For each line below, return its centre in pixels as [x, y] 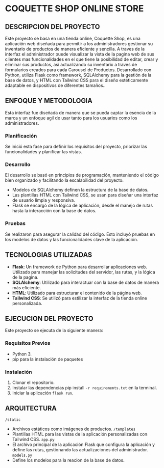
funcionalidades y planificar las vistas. [44, 152]
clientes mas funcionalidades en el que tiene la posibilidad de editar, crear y [82, 59]
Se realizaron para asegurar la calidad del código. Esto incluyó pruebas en [80, 234]
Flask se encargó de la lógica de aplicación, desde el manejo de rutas [82, 206]
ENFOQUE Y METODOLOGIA [49, 101]
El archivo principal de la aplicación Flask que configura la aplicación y [83, 444]
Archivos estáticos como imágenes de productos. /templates [74, 429]
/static [13, 420]
